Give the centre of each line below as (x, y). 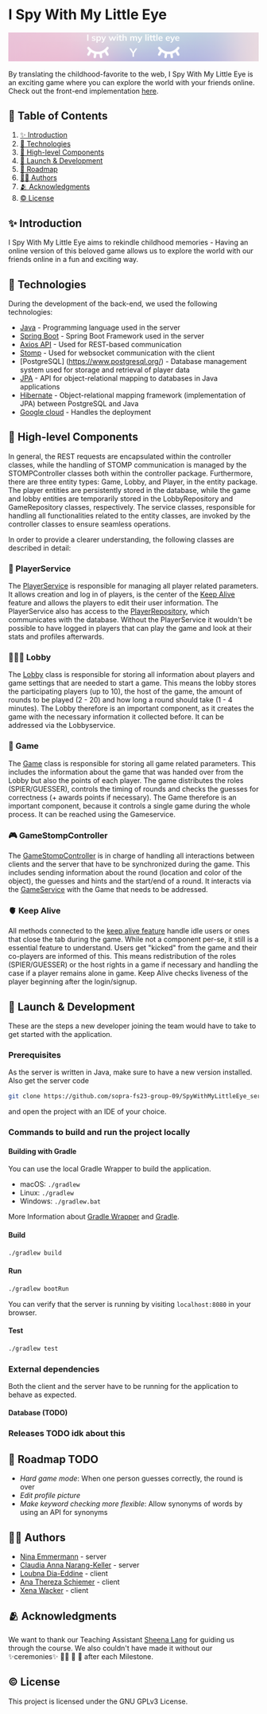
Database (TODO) (38, 1413)
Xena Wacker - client (54, 1591)
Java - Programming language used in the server (100, 327)
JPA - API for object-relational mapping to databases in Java (119, 378)
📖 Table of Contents (58, 116)
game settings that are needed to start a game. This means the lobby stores (132, 683)
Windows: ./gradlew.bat (60, 1201)
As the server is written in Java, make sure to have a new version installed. (130, 1072)
